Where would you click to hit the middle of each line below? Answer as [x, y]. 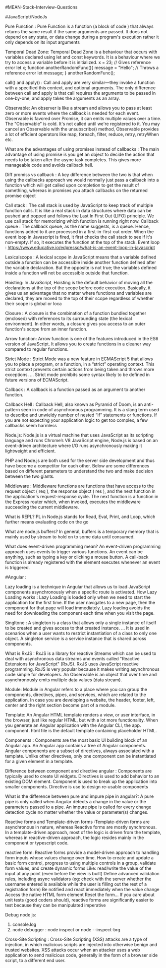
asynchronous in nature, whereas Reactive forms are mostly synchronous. [81, 827]
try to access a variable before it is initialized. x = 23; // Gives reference [78, 62]
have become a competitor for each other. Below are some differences [77, 466]
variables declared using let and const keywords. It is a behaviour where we [83, 57]
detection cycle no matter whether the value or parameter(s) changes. [77, 812]
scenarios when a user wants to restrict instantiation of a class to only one [81, 633]
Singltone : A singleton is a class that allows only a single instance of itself [81, 623]
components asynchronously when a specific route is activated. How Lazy [81, 592]
